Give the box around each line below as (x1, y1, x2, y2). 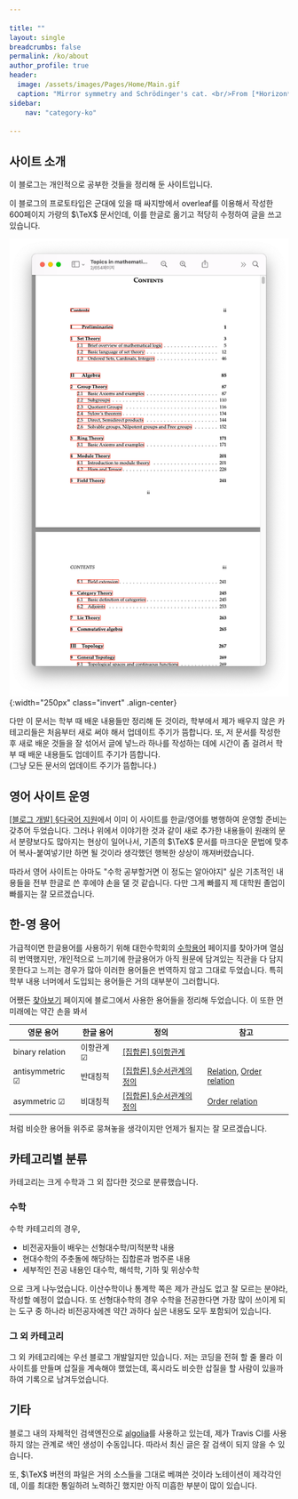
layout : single (9, 33, 66, 42)
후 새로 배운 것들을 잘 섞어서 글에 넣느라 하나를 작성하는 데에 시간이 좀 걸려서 (9, 738, 274, 749)
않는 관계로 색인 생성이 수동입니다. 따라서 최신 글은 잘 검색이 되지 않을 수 (25, 1439, 277, 1449)
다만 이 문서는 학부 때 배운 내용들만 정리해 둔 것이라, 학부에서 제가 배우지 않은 (9, 716, 277, 727)
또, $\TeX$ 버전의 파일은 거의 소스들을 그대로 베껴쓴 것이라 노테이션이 (9, 1469, 251, 1479)
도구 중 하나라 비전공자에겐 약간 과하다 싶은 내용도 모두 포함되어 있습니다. (18, 1305, 272, 1316)
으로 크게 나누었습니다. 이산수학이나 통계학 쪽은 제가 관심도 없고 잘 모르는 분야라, (9, 1283, 288, 1293)
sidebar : (9, 99, 42, 108)
